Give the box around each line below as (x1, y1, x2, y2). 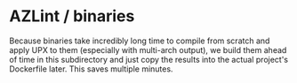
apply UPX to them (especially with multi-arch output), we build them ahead (9, 44, 287, 55)
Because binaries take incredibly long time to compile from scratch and (9, 35, 270, 46)
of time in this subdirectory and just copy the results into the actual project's (9, 54, 289, 64)
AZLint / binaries (9, 6, 135, 26)
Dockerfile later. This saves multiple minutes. (9, 64, 173, 74)
